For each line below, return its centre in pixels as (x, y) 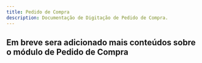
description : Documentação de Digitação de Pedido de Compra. (87, 18)
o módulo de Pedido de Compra (67, 52)
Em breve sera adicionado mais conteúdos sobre (101, 43)
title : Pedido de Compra (38, 12)
